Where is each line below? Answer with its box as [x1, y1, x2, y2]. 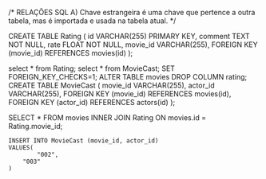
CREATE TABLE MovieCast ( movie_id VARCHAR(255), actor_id [8, 80, 216, 90]
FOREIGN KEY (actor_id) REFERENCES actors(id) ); [8, 98, 176, 107]
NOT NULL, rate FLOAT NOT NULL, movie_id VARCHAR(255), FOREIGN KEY [8, 40, 258, 49]
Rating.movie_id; [8, 122, 63, 130]
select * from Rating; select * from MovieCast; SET [8, 64, 176, 73]
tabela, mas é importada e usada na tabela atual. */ [8, 16, 177, 25]
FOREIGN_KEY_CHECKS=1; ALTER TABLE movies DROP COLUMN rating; [8, 72, 248, 81]
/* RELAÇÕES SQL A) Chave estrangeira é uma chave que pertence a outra [8, 8, 256, 17]
